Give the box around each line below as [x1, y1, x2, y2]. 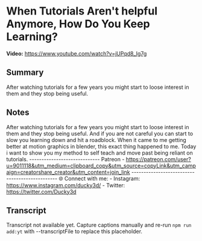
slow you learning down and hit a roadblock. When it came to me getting [6, 136, 187, 143]
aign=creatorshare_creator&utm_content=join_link [6, 168, 131, 176]
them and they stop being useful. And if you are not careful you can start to [6, 130, 194, 137]
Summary [6, 68, 44, 78]
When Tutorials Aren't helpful [6, 4, 158, 18]
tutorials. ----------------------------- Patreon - [6, 155, 125, 162]
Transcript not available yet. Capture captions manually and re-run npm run [6, 222, 192, 229]
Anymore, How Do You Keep [6, 17, 150, 31]
